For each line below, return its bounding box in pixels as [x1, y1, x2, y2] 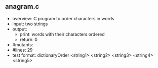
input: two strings [12, 21, 48, 27]
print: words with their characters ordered [19, 31, 105, 37]
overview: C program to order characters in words [12, 15, 115, 21]
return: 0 [19, 36, 38, 42]
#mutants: [12, 41, 33, 47]
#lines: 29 [12, 47, 33, 53]
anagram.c [5, 2, 39, 11]
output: [12, 26, 27, 32]
